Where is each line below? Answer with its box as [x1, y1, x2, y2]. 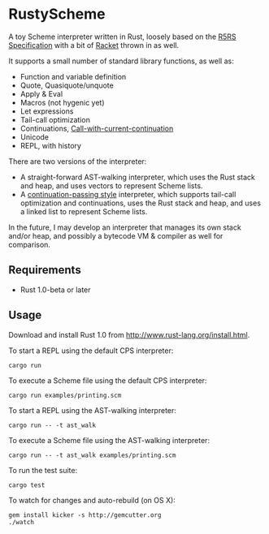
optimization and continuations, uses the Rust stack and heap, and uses [20, 198, 262, 208]
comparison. [8, 239, 51, 249]
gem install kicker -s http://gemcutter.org [8, 510, 162, 519]
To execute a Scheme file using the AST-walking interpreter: [8, 435, 210, 445]
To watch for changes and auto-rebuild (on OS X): [8, 495, 176, 505]
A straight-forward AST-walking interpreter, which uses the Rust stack [20, 172, 256, 182]
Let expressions [20, 106, 74, 116]
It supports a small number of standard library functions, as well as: [8, 56, 234, 66]
